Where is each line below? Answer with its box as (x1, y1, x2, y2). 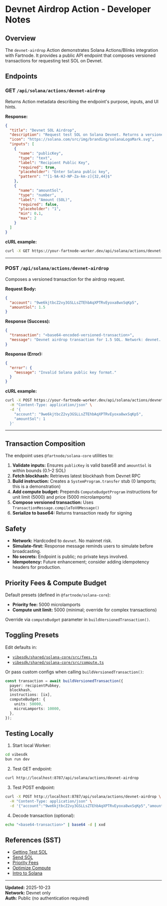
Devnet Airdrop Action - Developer (5, 3, 151, 15)
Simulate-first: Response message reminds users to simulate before (12, 543, 154, 549)
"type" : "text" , (18, 156, 52, 161)
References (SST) (5, 836, 61, 844)
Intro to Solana (12, 870, 43, 876)
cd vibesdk (5, 752, 28, 757)
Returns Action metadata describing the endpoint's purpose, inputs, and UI (5, 98, 159, 104)
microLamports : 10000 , (14, 706, 61, 711)
